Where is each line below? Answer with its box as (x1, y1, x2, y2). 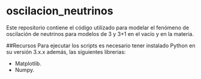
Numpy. (14, 66, 35, 73)
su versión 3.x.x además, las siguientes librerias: (6, 48, 126, 55)
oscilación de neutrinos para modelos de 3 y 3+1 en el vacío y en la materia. (6, 30, 194, 37)
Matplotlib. (14, 60, 42, 67)
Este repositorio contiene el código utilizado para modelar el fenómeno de (6, 24, 190, 31)
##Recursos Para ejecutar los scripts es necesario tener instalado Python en (6, 42, 196, 49)
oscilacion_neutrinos (6, 4, 113, 18)
